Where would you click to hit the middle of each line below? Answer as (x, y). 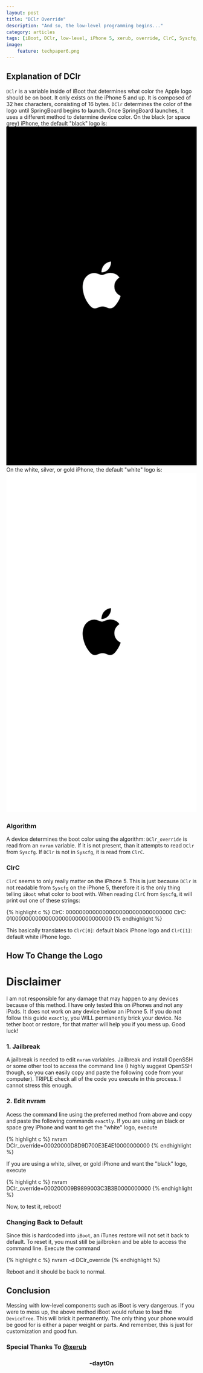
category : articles (31, 32)
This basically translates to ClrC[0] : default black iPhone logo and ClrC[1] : (99, 930)
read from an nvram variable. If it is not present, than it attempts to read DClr (100, 846)
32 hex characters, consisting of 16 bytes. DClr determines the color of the (99, 104)
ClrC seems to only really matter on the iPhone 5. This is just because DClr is (101, 881)
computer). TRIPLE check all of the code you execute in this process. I (94, 1079)
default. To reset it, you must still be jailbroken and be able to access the (96, 1241)
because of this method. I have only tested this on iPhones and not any (95, 1005)
